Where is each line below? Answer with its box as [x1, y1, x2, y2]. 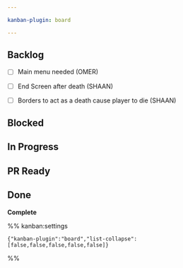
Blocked [7, 117, 45, 129]
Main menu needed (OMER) [17, 68, 99, 76]
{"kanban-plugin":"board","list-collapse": [7, 235, 138, 243]
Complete [7, 208, 37, 216]
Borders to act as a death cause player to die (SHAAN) [17, 96, 177, 105]
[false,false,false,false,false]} [7, 241, 110, 248]
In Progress [7, 141, 59, 153]
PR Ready [7, 165, 51, 177]
